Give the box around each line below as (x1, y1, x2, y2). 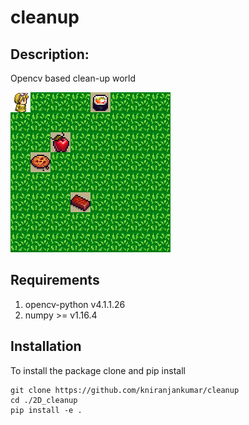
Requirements (10, 272, 100, 289)
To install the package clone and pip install (10, 364, 186, 376)
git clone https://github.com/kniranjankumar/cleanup (10, 385, 240, 395)
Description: (10, 46, 90, 63)
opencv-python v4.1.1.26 (24, 298, 126, 310)
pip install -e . (10, 405, 83, 415)
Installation (10, 338, 82, 355)
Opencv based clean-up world (10, 72, 136, 84)
